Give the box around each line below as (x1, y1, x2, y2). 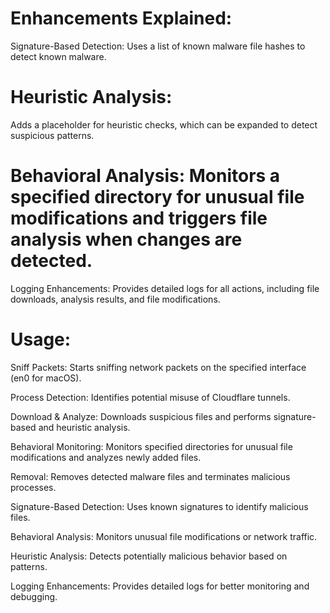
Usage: (10, 328, 72, 351)
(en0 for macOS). (10, 372, 82, 384)
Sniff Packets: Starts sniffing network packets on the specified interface (10, 361, 307, 373)
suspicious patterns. (10, 129, 95, 141)
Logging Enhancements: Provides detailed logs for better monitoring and (10, 580, 310, 592)
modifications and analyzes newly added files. (10, 451, 202, 463)
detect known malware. (10, 50, 107, 62)
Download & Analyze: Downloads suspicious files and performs (10, 410, 272, 422)
